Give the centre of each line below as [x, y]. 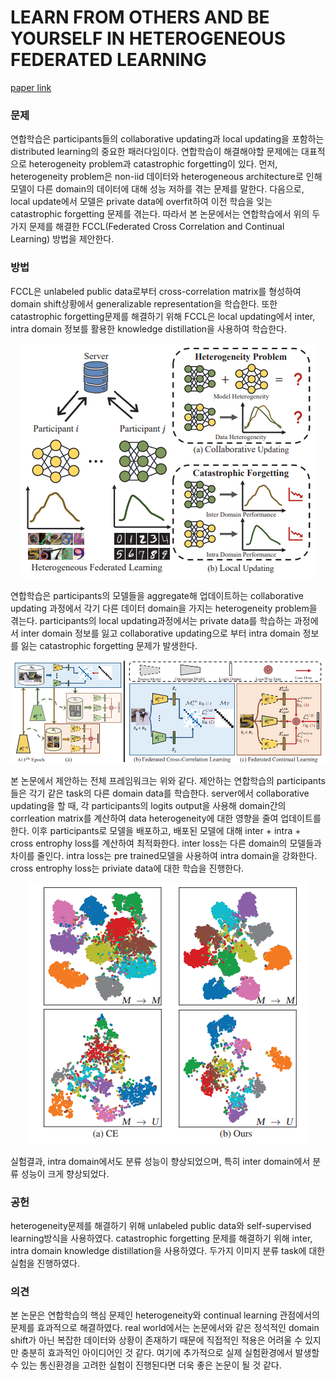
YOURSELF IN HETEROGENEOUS [148, 38]
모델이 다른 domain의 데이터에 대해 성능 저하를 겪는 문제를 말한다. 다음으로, [157, 189]
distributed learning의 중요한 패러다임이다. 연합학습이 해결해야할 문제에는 [155, 152]
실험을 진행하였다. [45, 1263]
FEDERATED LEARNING [108, 60]
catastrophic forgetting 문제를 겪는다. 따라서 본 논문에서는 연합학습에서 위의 [160, 214]
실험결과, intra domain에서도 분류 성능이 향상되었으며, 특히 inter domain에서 [160, 1161]
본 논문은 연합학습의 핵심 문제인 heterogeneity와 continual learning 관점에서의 [165, 1315]
